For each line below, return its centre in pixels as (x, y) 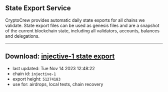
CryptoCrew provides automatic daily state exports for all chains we (75, 20)
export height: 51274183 (36, 79)
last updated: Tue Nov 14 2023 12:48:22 (53, 68)
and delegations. (22, 36)
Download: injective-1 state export (60, 56)
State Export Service (38, 8)
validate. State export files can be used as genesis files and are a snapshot (82, 25)
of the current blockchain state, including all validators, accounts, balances (82, 31)
